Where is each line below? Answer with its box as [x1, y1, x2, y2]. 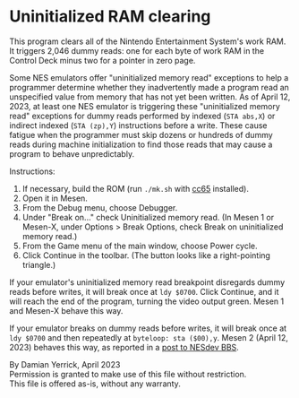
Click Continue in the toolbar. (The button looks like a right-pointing [21, 249, 271, 261]
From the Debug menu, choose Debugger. [21, 202, 178, 212]
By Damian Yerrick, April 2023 [9, 359, 121, 369]
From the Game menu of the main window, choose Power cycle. [21, 240, 258, 251]
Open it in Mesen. [21, 193, 88, 203]
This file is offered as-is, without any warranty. [9, 378, 181, 389]
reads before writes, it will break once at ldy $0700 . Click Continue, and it [9, 286, 279, 297]
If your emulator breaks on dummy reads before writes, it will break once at [9, 323, 287, 333]
